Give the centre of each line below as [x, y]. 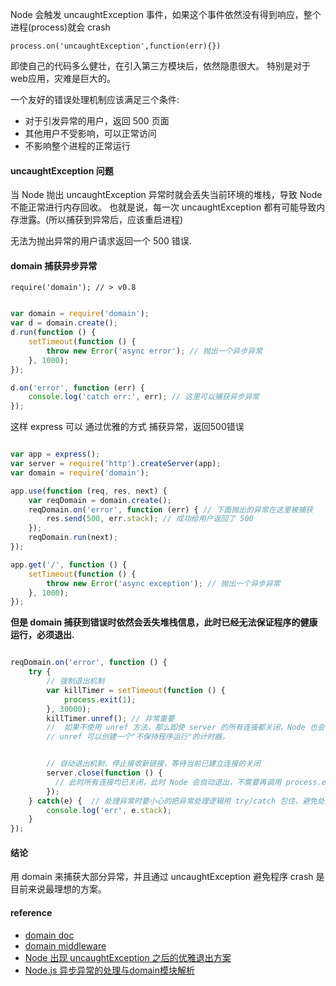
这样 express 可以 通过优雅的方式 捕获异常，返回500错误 [127, 427]
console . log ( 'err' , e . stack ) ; [109, 810]
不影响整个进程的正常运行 [77, 146]
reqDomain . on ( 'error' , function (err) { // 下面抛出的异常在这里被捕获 [170, 509]
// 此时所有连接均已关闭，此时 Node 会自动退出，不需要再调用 [168, 782]
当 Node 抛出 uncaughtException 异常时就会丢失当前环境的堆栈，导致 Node [166, 195]
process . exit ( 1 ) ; [100, 699]
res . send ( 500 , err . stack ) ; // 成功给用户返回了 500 [150, 519]
